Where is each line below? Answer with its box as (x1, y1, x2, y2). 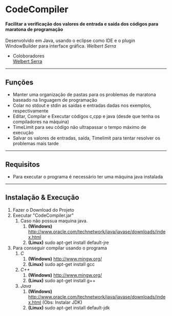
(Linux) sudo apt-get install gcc (28, 261, 95, 267)
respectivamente (12, 108, 49, 114)
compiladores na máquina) (12, 119, 69, 125)
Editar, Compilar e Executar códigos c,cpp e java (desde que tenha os (12, 114, 160, 120)
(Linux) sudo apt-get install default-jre (28, 239, 109, 245)
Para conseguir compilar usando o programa (12, 244, 107, 251)
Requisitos (5, 160, 40, 169)
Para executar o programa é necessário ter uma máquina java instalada (12, 174, 163, 180)
